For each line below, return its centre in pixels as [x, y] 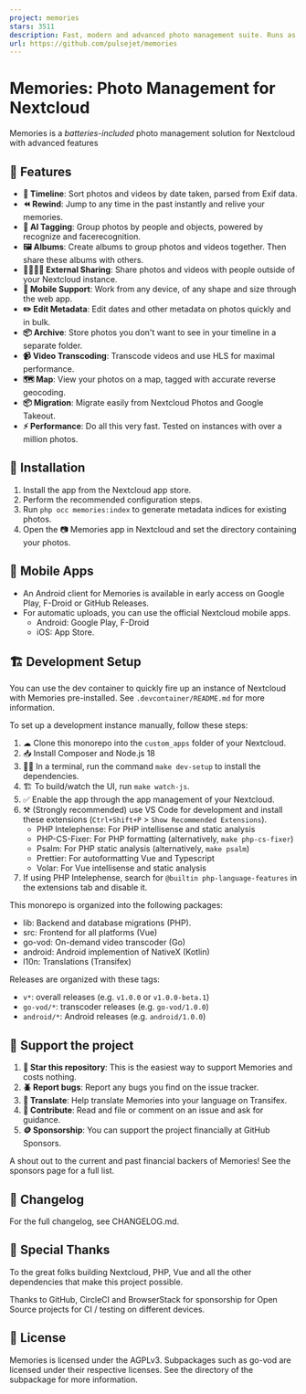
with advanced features [54, 143]
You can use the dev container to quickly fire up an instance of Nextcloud [148, 688]
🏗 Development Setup [75, 662]
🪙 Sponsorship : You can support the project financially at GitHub [147, 1130]
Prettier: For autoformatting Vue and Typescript [125, 859]
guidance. [42, 1120]
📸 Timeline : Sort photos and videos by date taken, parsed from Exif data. [160, 194]
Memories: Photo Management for [142, 89]
